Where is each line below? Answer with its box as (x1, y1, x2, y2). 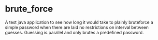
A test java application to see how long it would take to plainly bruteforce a (5, 19, 154, 25)
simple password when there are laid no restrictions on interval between (5, 24, 149, 30)
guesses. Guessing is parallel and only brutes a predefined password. (5, 29, 144, 35)
